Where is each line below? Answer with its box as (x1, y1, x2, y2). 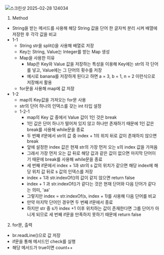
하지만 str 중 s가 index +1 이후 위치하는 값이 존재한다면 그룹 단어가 (26, 205, 154, 211)
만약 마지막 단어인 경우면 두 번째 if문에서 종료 (26, 199, 114, 205)
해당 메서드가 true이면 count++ (12, 245, 73, 250)
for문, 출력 (12, 222, 33, 228)
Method (12, 15, 28, 21)
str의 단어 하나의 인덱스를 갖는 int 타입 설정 (19, 103, 102, 109)
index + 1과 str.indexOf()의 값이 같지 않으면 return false (26, 175, 135, 180)
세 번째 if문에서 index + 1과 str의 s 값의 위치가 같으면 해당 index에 (26, 162, 153, 168)
